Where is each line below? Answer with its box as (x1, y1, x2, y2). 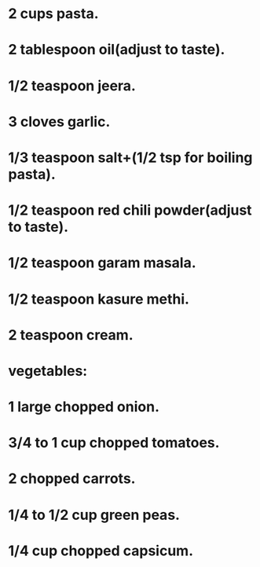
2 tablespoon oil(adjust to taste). (8, 41, 225, 59)
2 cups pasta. (8, 5, 99, 23)
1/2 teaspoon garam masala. (8, 254, 196, 272)
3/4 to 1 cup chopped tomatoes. (8, 434, 220, 452)
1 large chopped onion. (8, 398, 159, 416)
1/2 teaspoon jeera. (8, 76, 136, 94)
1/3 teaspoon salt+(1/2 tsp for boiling (8, 149, 253, 166)
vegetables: (8, 362, 88, 380)
